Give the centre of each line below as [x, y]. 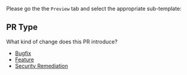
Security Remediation [41, 65]
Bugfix [23, 53]
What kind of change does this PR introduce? [62, 42]
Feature [24, 60]
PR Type [22, 27]
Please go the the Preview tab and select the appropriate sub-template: [94, 9]
